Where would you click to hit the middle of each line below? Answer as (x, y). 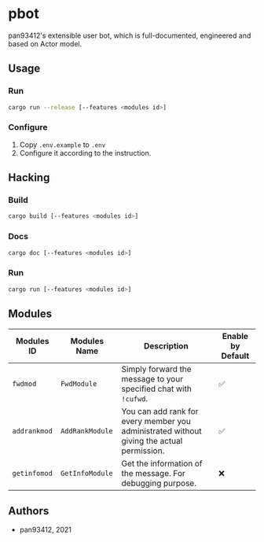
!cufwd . (134, 398)
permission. (143, 451)
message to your (152, 378)
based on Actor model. (45, 43)
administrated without (161, 431)
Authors (29, 511)
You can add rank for (160, 411)
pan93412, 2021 (46, 530)
